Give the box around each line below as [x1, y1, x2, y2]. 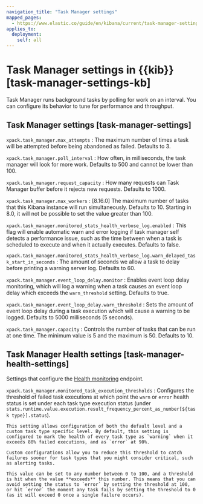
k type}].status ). [6, 411, 51, 419]
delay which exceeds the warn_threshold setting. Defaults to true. [6, 289, 169, 296]
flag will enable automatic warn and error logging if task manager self [6, 228, 179, 235]
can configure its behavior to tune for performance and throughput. [6, 102, 174, 110]
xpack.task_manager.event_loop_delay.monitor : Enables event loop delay [6, 276, 190, 283]
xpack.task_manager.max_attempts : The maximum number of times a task [6, 136, 189, 143]
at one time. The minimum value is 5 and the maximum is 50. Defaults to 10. [6, 331, 195, 339]
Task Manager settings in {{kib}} [6, 63, 174, 77]
